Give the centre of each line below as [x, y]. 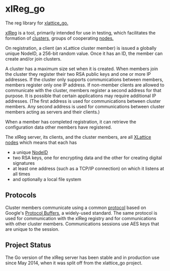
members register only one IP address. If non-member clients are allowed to [85, 85]
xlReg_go [25, 9]
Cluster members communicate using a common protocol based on [76, 207]
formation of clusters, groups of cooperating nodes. [60, 38]
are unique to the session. [32, 229]
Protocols [21, 195]
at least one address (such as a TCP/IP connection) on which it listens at [88, 168]
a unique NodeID [30, 152]
